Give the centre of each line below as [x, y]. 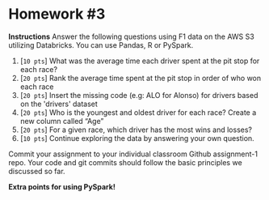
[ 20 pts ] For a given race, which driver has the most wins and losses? [136, 130]
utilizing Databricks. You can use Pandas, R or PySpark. [101, 45]
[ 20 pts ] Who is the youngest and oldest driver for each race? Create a [138, 112]
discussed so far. [37, 171]
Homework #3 [57, 14]
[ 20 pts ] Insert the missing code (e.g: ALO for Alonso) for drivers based [139, 95]
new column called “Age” [62, 121]
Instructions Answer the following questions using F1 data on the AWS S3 [131, 36]
